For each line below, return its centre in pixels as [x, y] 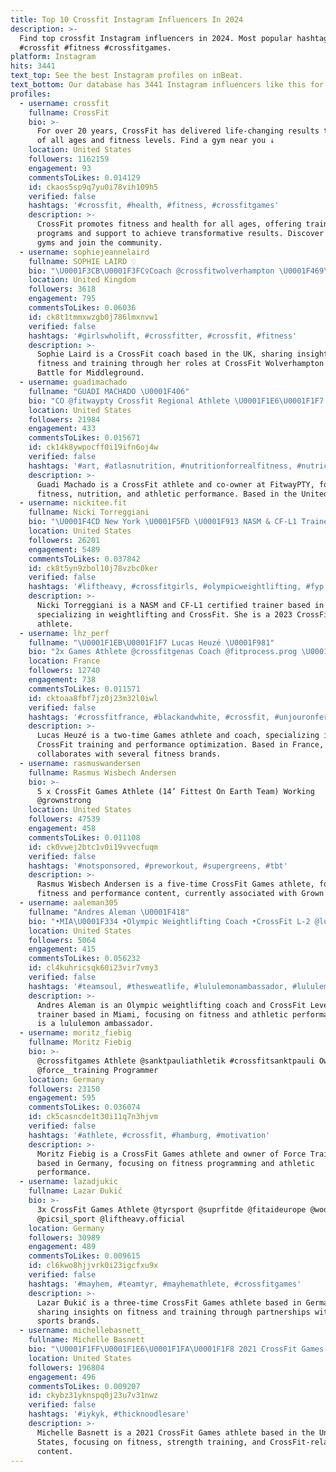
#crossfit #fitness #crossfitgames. [95, 47]
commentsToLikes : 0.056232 [84, 959]
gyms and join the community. [99, 242]
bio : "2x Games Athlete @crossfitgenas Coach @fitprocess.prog [163, 652]
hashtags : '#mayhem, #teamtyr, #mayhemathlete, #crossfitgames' [165, 1284]
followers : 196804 [66, 1367]
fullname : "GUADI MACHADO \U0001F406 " [109, 391]
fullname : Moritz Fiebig [80, 1042]
